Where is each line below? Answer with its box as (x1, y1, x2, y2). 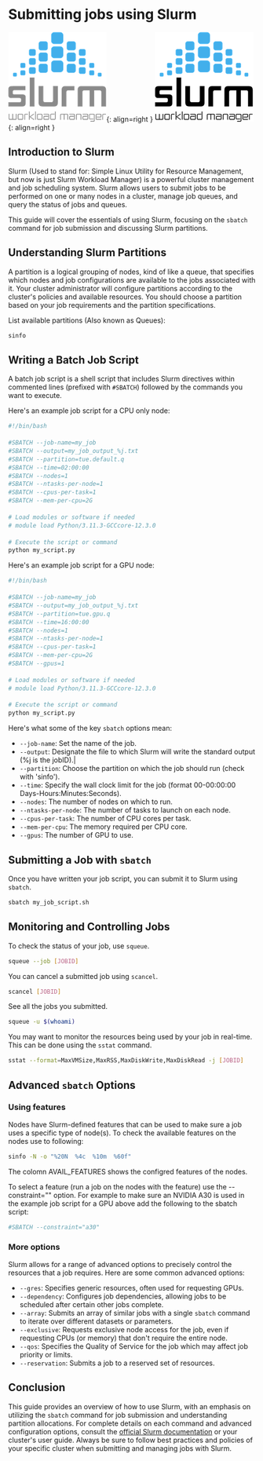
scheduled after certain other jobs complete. (19, 1299, 164, 1309)
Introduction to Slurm (8, 145, 115, 159)
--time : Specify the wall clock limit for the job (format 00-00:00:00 (19, 780, 236, 790)
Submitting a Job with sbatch (8, 853, 152, 867)
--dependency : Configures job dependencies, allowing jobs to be (19, 1291, 227, 1301)
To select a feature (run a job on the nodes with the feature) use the (8, 1182, 228, 1191)
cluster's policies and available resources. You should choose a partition (8, 292, 242, 301)
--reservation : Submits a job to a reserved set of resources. (19, 1358, 215, 1368)
